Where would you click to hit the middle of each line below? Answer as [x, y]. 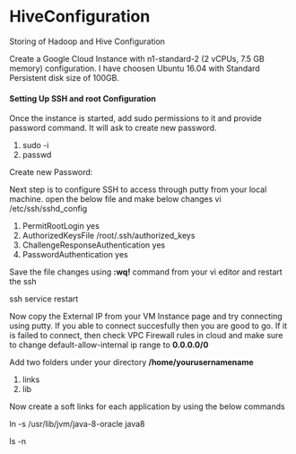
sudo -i [35, 145]
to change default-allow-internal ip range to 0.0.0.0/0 [109, 345]
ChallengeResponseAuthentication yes [94, 245]
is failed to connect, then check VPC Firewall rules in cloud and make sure [146, 336]
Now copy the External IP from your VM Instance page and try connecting [146, 317]
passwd [37, 155]
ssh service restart [44, 299]
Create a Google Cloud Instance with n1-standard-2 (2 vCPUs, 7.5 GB [137, 58]
